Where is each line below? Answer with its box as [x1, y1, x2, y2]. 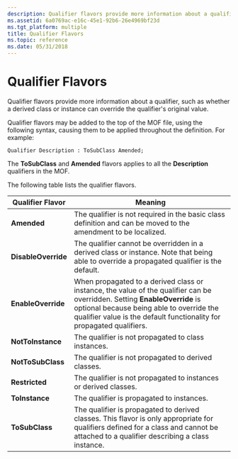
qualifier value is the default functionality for [74, 312, 221, 322]
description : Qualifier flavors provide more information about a [7, 10, 208, 18]
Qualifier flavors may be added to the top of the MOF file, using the [7, 118, 203, 127]
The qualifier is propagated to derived [74, 405, 200, 414]
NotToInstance [11, 337, 62, 347]
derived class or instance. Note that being [74, 247, 213, 257]
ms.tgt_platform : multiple [7, 23, 87, 30]
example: [7, 133, 34, 141]
